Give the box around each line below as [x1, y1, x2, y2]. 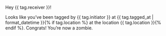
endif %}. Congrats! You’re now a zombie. [5, 25, 93, 31]
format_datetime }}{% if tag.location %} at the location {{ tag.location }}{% [5, 20, 161, 25]
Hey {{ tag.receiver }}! [5, 5, 52, 10]
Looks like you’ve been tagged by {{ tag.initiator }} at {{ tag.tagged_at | [5, 14, 154, 20]
